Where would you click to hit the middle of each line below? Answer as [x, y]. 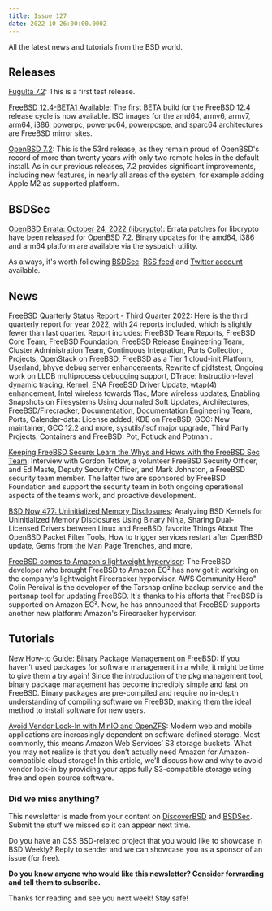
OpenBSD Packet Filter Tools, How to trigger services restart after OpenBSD [136, 536]
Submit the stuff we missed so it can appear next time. [99, 825]
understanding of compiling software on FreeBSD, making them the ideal [130, 701]
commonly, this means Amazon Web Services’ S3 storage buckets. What [130, 743]
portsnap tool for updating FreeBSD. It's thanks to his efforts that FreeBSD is [136, 596]
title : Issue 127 [38, 16]
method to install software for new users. [77, 710]
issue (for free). [35, 858]
